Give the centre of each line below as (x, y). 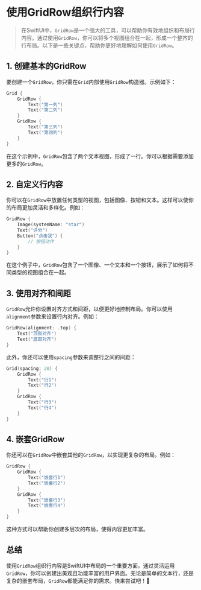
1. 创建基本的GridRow (46, 66)
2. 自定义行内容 (35, 184)
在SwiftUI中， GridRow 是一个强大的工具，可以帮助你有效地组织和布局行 (108, 30)
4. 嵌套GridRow (36, 439)
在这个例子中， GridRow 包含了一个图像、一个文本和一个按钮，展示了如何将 (97, 265)
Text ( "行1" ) (42, 380)
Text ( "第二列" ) (45, 110)
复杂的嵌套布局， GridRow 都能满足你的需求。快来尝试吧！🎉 (78, 580)
